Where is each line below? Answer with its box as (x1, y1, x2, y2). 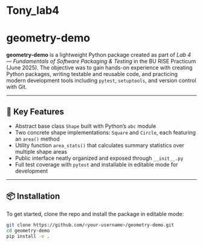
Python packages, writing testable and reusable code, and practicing (6, 71, 178, 78)
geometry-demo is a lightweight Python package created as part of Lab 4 (6, 51, 192, 59)
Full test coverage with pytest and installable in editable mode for (14, 161, 178, 168)
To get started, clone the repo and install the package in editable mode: (6, 210, 184, 217)
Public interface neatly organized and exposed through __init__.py (14, 154, 184, 162)
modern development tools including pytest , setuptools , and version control (6, 77, 196, 84)
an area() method (14, 135, 60, 142)
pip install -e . (6, 233, 50, 239)
